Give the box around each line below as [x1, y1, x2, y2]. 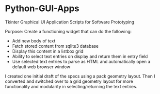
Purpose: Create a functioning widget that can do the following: [5, 28, 132, 34]
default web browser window [12, 64, 70, 70]
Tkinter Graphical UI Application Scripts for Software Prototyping [5, 19, 135, 25]
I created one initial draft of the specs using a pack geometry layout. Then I [5, 73, 155, 79]
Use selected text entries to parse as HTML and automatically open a [12, 58, 150, 64]
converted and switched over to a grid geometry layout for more [5, 78, 133, 84]
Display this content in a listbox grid [12, 48, 84, 54]
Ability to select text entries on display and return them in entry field [12, 53, 148, 59]
